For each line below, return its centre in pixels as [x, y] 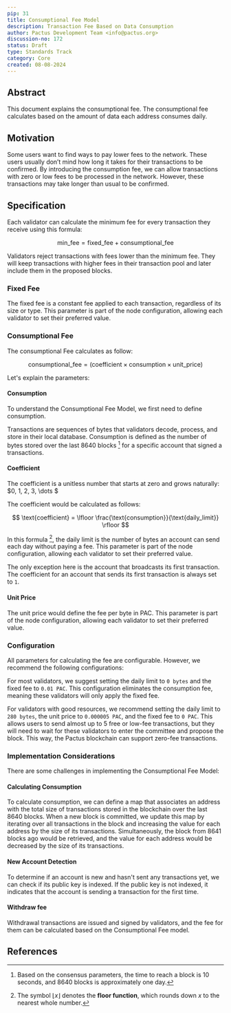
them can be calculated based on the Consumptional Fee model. [99, 930]
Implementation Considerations [61, 756]
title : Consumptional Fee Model [53, 20]
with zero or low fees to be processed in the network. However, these [106, 177]
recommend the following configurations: [66, 668]
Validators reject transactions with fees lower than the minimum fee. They [111, 256]
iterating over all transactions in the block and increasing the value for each [114, 824]
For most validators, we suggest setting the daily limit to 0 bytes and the [109, 681]
